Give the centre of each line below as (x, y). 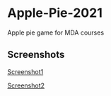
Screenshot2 (26, 85)
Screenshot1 (25, 71)
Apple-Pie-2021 (55, 13)
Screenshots (36, 55)
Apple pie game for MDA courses (56, 32)
